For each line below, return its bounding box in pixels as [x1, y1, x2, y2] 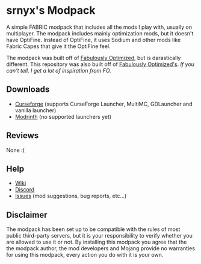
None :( [6, 146, 25, 154]
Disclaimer [6, 209, 48, 220]
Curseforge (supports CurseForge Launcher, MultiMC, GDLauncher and [14, 100, 193, 107]
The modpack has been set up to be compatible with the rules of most [6, 226, 181, 233]
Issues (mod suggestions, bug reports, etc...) [14, 193, 127, 200]
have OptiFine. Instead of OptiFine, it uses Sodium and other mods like [6, 36, 181, 43]
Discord [14, 186, 35, 193]
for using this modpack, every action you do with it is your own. [6, 251, 164, 259]
